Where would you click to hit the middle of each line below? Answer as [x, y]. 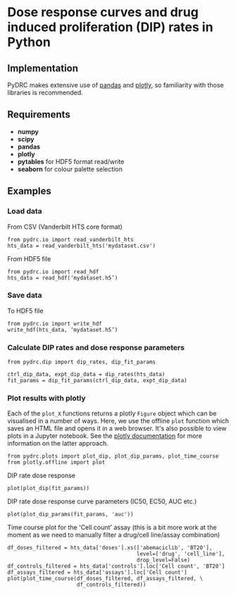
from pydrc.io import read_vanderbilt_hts [70, 239]
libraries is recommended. [45, 93]
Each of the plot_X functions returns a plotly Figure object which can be [112, 413]
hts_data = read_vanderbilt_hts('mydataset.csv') [82, 246]
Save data [25, 295]
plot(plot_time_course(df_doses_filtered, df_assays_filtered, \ [105, 579]
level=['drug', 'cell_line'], [181, 554]
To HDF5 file [25, 311]
